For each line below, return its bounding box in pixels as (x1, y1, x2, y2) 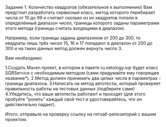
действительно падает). (5, 102, 56, 107)
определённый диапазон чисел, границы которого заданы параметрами (5, 20, 160, 26)
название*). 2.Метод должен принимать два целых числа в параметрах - (5, 75, 161, 81)
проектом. (5, 117, 27, 122)
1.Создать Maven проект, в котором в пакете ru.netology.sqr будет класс (5, 64, 159, 70)
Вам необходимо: (5, 55, 43, 61)
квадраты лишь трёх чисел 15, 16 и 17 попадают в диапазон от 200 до (5, 40, 153, 46)
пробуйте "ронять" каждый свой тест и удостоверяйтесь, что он (5, 96, 142, 102)
